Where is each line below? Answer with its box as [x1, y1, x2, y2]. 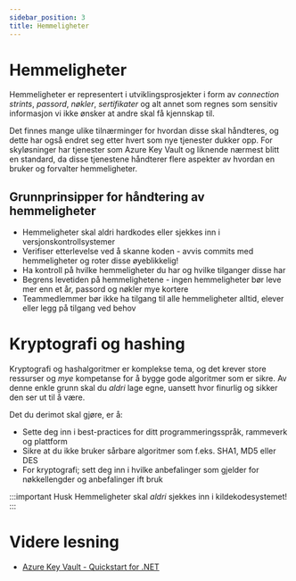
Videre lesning [9, 532, 119, 552]
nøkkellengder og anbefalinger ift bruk [21, 474, 163, 485]
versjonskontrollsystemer [21, 237, 116, 247]
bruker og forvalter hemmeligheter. [9, 163, 138, 174]
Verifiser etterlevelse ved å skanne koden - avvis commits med [21, 246, 254, 257]
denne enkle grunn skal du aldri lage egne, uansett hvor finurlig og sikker [9, 383, 278, 394]
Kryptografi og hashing [9, 334, 185, 354]
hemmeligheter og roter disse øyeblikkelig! [21, 255, 179, 266]
